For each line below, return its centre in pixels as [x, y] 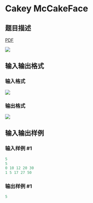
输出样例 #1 [18, 186]
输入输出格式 [25, 66]
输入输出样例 [25, 133]
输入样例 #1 [18, 148]
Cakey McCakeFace [47, 9]
